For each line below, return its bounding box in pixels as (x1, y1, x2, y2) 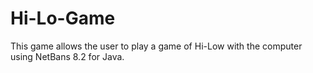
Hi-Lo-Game (10, 7, 116, 30)
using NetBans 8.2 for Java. (10, 50, 125, 62)
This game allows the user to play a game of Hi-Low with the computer (10, 40, 303, 52)
